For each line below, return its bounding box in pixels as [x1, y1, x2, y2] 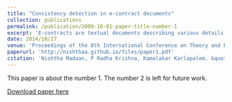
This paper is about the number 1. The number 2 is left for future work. [7, 74, 208, 82]
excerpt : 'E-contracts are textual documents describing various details [7, 29, 224, 37]
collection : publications [7, 17, 81, 23]
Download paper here [7, 87, 69, 95]
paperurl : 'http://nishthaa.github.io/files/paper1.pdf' [7, 49, 175, 56]
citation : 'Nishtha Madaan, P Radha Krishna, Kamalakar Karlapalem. [7, 55, 209, 62]
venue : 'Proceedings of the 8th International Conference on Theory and [7, 42, 221, 49]
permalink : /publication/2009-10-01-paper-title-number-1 [7, 23, 177, 30]
